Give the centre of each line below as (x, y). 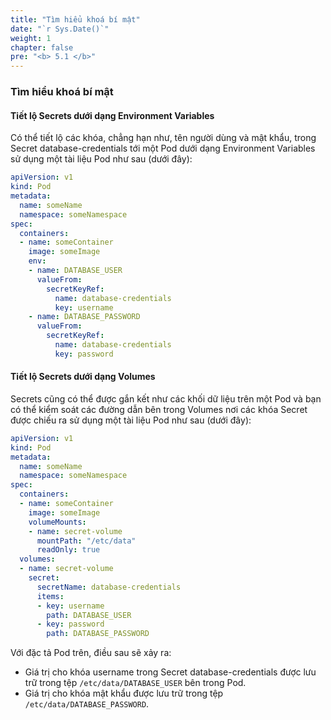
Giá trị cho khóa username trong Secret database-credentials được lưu (170, 672)
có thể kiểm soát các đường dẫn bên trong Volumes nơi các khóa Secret (159, 409)
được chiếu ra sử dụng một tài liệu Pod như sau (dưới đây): (131, 420)
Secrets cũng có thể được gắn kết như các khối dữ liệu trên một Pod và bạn (166, 398)
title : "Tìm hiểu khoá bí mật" (75, 19)
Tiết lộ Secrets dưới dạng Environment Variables (112, 115)
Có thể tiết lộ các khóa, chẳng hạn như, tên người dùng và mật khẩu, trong (163, 138)
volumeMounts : (57, 522)
